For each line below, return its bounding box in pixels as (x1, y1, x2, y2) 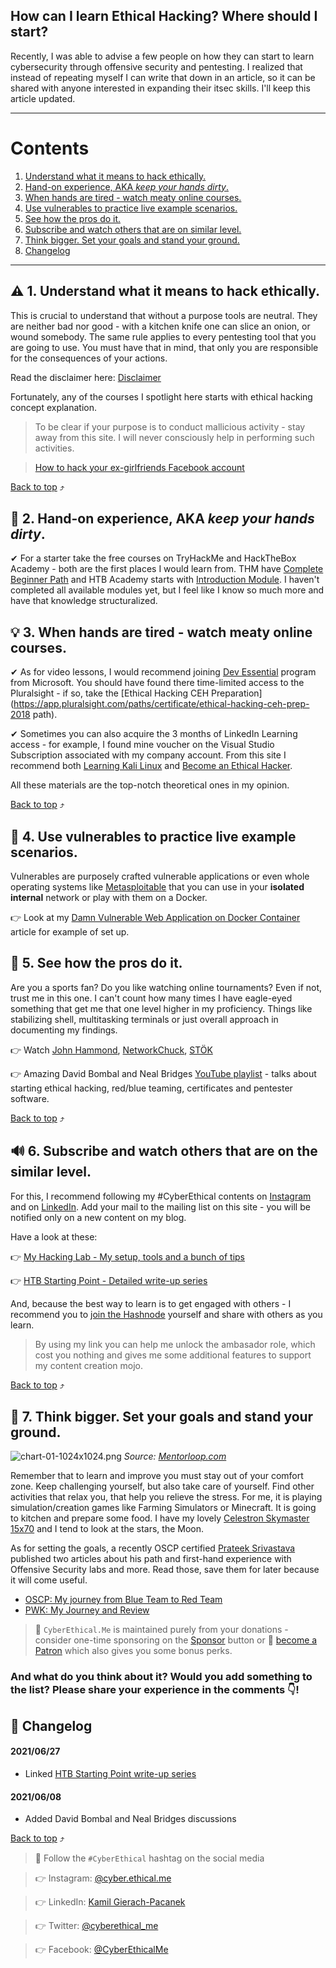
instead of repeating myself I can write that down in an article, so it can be (10, 71, 316, 83)
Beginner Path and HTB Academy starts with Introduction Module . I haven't (10, 574, 320, 586)
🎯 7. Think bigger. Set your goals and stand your (10, 1409, 314, 1426)
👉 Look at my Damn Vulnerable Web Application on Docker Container (10, 912, 301, 923)
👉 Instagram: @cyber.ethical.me (34, 1872, 172, 1884)
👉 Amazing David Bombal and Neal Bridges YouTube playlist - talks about (10, 1067, 317, 1079)
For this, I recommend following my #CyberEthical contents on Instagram (10, 1190, 312, 1202)
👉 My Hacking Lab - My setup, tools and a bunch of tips (10, 1250, 245, 1263)
